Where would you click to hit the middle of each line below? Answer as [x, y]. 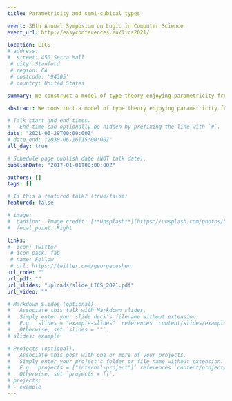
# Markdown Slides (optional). [52, 304]
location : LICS [29, 45]
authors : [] [24, 177]
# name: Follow [32, 260]
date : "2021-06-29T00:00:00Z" [51, 134]
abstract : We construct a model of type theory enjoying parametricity [112, 108]
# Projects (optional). [41, 349]
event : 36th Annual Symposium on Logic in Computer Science [96, 26]
